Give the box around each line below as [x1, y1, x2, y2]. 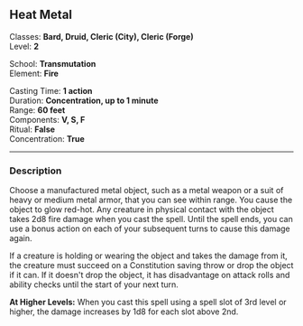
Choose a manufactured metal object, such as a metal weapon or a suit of [9, 185, 284, 196]
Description [9, 164, 62, 177]
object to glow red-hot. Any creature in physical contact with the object [9, 204, 275, 215]
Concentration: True [9, 133, 85, 144]
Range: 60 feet [9, 104, 66, 116]
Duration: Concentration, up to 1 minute [9, 95, 160, 106]
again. [9, 233, 33, 244]
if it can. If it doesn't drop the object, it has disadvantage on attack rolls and [9, 270, 290, 281]
